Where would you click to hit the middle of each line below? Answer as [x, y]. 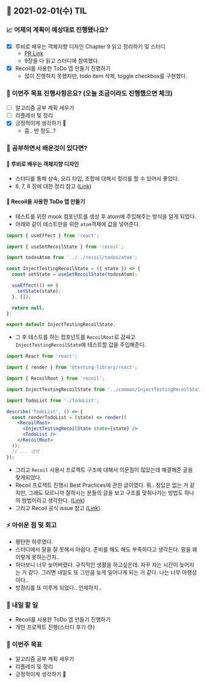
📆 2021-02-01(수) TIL [47, 11]
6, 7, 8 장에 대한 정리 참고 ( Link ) [53, 186]
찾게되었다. [28, 477]
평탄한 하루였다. [34, 541]
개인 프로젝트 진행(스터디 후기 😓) [55, 627]
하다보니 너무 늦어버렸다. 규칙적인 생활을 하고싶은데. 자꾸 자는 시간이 [96, 565]
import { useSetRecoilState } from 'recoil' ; [65, 247]
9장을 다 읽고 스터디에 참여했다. [62, 61]
